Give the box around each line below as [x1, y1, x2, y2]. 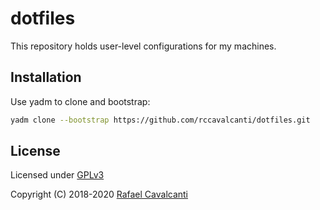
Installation [10, 69, 82, 86]
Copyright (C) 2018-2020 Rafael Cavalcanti [10, 188, 189, 201]
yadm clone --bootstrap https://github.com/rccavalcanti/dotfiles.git [10, 115, 311, 125]
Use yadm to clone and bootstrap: [10, 95, 151, 107]
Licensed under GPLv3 [10, 169, 105, 181]
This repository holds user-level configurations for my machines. [10, 40, 277, 52]
